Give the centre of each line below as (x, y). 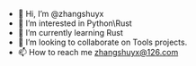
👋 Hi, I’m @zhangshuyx (61, 14)
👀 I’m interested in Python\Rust (75, 23)
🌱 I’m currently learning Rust (71, 33)
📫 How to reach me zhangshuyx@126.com (98, 52)
